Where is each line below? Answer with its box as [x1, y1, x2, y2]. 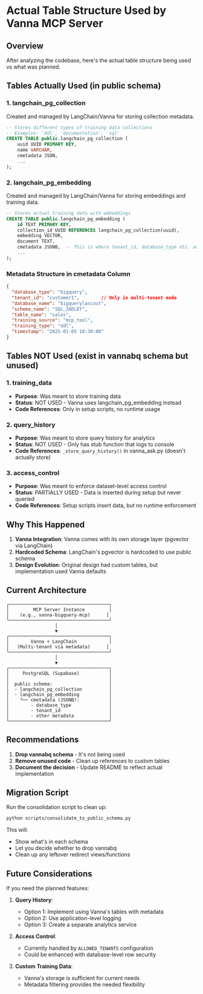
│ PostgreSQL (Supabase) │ [6, 670, 112, 676]
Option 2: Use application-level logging [24, 915, 122, 922]
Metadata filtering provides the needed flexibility [24, 981, 145, 989]
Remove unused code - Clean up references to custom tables [14, 757, 170, 764]
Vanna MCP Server [6, 16, 104, 30]
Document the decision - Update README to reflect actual [14, 764, 163, 771]
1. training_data [6, 378, 53, 387]
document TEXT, [17, 238, 56, 244]
